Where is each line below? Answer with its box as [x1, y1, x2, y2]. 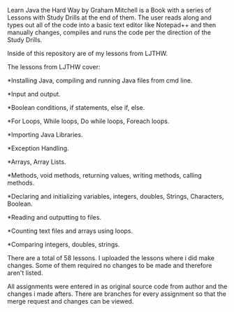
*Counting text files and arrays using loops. [7, 227, 133, 235]
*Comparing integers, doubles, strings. [7, 241, 120, 248]
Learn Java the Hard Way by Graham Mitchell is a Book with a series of [7, 6, 212, 14]
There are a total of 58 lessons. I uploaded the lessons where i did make [7, 254, 215, 262]
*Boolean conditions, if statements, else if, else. [7, 104, 145, 111]
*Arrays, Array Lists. [7, 157, 66, 166]
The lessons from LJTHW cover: [7, 63, 101, 71]
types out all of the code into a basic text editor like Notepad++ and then [7, 21, 217, 29]
